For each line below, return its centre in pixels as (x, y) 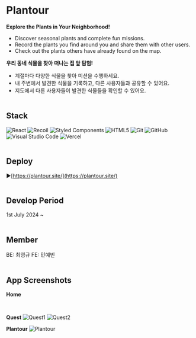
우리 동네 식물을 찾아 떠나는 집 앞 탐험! (50, 63)
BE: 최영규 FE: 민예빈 (30, 255)
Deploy (20, 162)
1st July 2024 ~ (25, 215)
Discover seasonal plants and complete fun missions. (80, 38)
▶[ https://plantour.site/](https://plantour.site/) (62, 176)
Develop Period (35, 200)
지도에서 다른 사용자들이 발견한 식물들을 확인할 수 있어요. (80, 90)
